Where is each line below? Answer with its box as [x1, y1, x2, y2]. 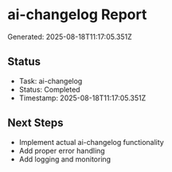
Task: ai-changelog [18, 76, 83, 85]
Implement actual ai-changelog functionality [18, 137, 164, 147]
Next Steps [7, 116, 64, 130]
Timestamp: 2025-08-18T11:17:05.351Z [18, 93, 147, 103]
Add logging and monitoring [18, 154, 111, 164]
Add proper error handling [18, 146, 105, 155]
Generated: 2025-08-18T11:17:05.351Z [7, 32, 132, 41]
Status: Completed [18, 84, 80, 94]
